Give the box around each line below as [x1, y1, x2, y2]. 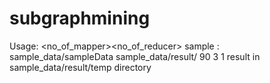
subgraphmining [9, 7, 151, 30]
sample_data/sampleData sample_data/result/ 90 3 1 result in [9, 50, 261, 62]
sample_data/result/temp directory [9, 61, 152, 73]
